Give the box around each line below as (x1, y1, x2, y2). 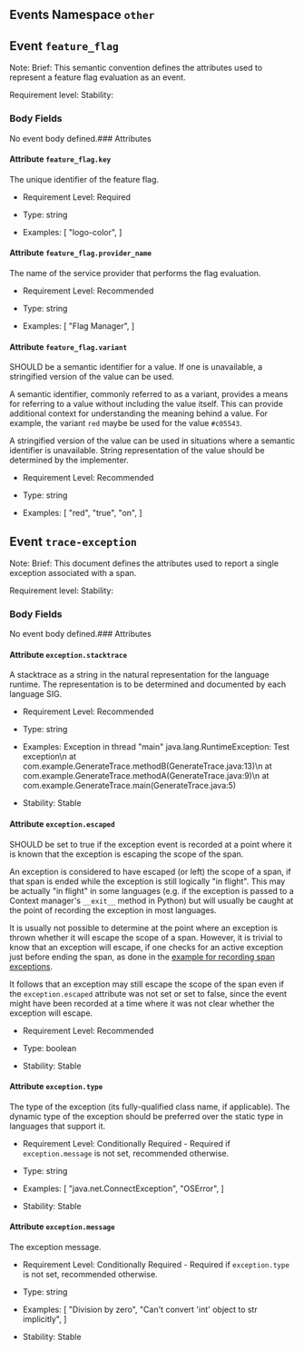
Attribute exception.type (9, 1081, 103, 1092)
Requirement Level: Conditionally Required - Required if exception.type (22, 1259, 290, 1270)
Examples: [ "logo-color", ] (22, 226, 123, 237)
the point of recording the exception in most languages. (9, 904, 218, 916)
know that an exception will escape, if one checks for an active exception (9, 941, 284, 952)
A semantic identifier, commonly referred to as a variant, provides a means (9, 389, 289, 400)
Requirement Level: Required (22, 191, 132, 203)
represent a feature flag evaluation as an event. (9, 72, 186, 83)
